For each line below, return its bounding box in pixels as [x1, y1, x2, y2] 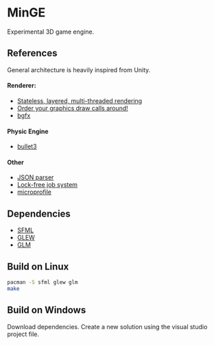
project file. [7, 330, 40, 338]
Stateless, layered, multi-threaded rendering [16, 96, 143, 104]
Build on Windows [7, 304, 86, 316]
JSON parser [16, 173, 54, 181]
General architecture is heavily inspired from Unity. [7, 65, 151, 74]
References [7, 47, 58, 59]
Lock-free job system [16, 181, 78, 189]
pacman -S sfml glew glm [7, 278, 78, 286]
